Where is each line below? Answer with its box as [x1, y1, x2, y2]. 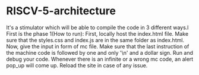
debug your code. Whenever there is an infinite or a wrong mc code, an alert [6, 55, 194, 62]
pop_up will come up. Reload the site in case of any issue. [6, 61, 148, 69]
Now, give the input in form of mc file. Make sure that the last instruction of [6, 43, 189, 50]
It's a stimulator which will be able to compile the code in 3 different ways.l [6, 24, 189, 31]
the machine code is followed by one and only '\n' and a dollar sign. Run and [6, 49, 194, 56]
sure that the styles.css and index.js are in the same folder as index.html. [6, 36, 185, 43]
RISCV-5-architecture [6, 4, 116, 18]
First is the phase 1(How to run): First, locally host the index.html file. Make [6, 30, 189, 37]
